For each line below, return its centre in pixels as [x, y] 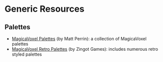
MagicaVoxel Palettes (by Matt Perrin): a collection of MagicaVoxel [79, 39]
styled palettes [27, 54]
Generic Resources [45, 9]
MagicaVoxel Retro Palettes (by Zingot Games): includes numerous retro [85, 49]
